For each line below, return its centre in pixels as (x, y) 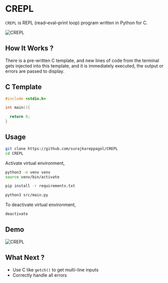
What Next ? (25, 258)
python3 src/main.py (27, 195)
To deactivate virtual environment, (41, 205)
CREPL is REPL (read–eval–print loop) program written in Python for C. (76, 23)
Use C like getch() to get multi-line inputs (56, 269)
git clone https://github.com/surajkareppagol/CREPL (62, 149)
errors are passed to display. (35, 71)
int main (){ (18, 108)
